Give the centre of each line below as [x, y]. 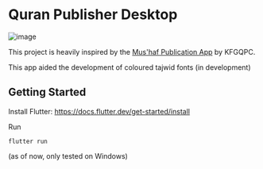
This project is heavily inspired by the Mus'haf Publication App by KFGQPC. [132, 52]
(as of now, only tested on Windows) [68, 156]
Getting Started [47, 92]
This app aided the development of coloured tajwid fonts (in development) [130, 67]
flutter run [28, 141]
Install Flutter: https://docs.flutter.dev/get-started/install [99, 111]
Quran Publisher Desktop [93, 15]
